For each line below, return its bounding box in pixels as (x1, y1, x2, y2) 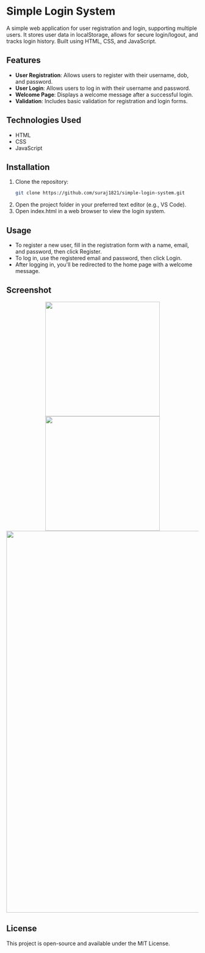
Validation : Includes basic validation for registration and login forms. (15, 97, 188, 104)
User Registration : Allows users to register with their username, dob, (15, 71, 189, 79)
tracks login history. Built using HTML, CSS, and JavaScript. (6, 37, 157, 45)
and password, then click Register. (15, 248, 102, 255)
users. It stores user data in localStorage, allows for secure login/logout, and (6, 31, 198, 38)
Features (6, 55, 41, 65)
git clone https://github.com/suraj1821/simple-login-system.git (15, 190, 185, 196)
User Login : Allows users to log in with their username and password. (15, 84, 190, 92)
